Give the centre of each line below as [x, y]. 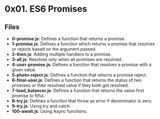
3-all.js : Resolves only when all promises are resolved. [67, 59]
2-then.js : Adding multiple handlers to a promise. [62, 54]
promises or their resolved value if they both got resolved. [70, 85]
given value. [24, 70]
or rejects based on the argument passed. [54, 49]
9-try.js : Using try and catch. [41, 106]
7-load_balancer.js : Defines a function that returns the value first [78, 90]
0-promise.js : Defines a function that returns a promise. [68, 39]
